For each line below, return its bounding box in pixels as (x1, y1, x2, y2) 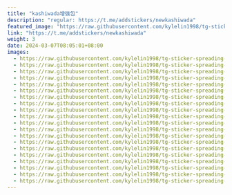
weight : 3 (7, 36, 36, 43)
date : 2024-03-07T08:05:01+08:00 (7, 42, 104, 49)
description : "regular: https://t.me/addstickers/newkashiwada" (7, 17, 196, 24)
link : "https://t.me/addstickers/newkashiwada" (7, 29, 147, 37)
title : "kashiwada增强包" (7, 10, 79, 17)
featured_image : (7, 23, 54, 30)
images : (7, 49, 30, 56)
